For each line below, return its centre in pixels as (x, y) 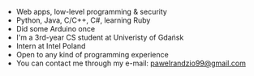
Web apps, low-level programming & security (92, 12)
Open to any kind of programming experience (92, 55)
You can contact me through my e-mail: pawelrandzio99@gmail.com (131, 63)
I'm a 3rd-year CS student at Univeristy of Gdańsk (100, 37)
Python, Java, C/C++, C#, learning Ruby (83, 20)
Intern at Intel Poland (51, 46)
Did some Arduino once (56, 29)
